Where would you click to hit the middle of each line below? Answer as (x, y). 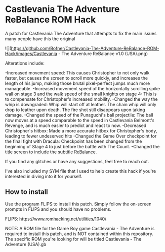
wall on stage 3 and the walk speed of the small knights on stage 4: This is (81, 94)
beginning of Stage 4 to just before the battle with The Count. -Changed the (82, 146)
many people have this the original (40, 39)
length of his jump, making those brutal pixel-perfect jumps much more (78, 83)
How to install (27, 192)
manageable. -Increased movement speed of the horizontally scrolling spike (82, 88)
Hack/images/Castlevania (31, 54)
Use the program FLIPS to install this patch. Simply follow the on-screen (78, 204)
